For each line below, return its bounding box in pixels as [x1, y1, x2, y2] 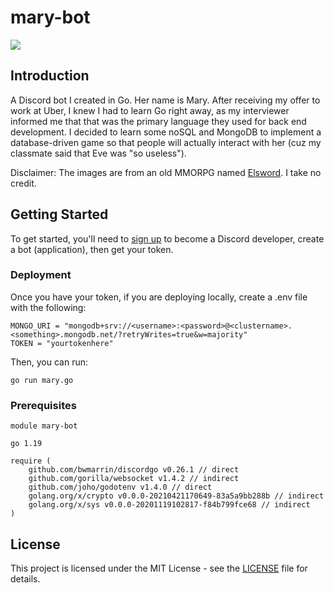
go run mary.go [10, 375, 74, 385]
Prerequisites [10, 398, 77, 412]
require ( [10, 456, 52, 466]
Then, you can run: [10, 356, 88, 368]
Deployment [10, 268, 72, 282]
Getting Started [10, 206, 109, 223]
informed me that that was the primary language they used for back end [10, 115, 307, 127]
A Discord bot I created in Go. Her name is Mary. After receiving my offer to [10, 94, 321, 106]
